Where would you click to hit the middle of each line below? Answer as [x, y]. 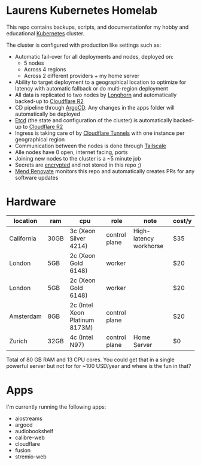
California [23, 238]
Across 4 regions [45, 69]
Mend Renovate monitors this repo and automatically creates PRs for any [105, 171]
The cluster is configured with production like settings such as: [84, 45]
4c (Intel [81, 337]
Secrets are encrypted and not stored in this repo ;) [78, 165]
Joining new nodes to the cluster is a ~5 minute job [78, 158]
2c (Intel [81, 305]
